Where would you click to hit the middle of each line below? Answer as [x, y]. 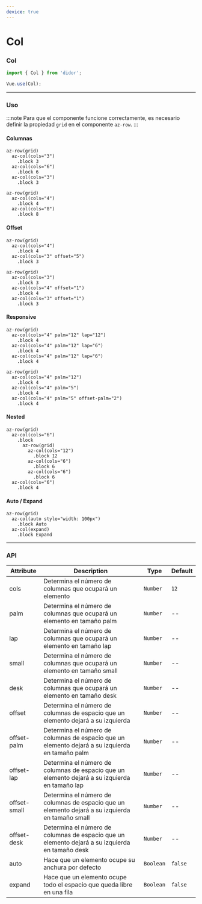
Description [91, 571]
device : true [23, 12]
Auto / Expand [25, 501]
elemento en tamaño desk [80, 695]
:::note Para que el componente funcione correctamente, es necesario [93, 118]
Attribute [23, 571]
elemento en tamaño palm [80, 621]
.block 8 [28, 215]
